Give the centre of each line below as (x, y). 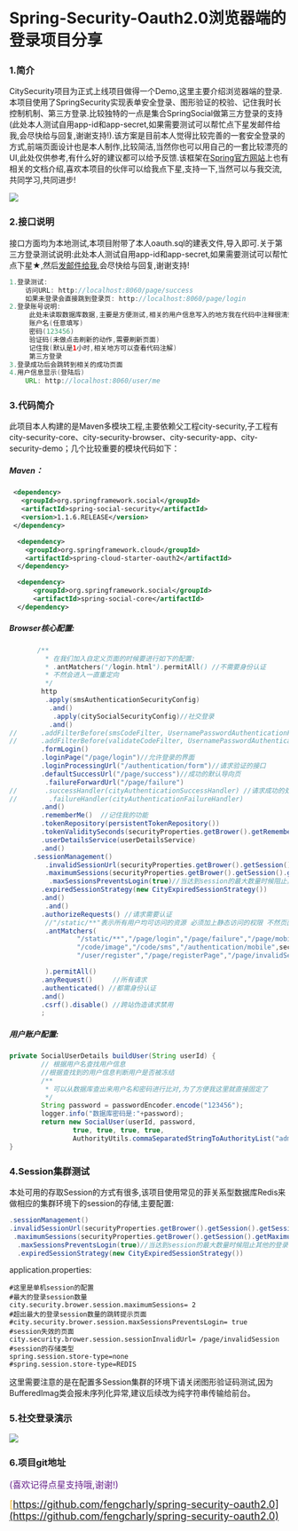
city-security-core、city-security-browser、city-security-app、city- (134, 438)
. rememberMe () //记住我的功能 (95, 816)
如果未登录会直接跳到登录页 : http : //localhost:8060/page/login (136, 298)
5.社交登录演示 (41, 1418)
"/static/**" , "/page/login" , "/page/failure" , (162, 939)
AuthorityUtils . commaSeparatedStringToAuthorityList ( (174, 1138)
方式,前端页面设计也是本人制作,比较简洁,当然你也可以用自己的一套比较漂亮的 (149, 146)
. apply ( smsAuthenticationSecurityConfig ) (122, 700)
